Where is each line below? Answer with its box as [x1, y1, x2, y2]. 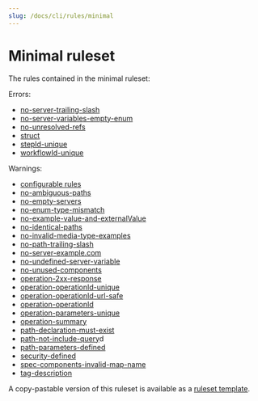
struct [19, 130, 40, 140]
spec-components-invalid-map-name [19, 359, 146, 369]
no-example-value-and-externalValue [19, 213, 147, 223]
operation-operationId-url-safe [19, 290, 124, 300]
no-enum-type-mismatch [19, 205, 105, 214]
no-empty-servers [19, 196, 82, 206]
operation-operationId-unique [19, 282, 120, 292]
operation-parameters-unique [19, 308, 120, 318]
